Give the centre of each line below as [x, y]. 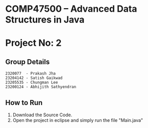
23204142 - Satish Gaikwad [34, 78]
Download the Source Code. [42, 115]
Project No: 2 [33, 43]
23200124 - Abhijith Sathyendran [41, 87]
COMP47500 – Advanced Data [71, 9]
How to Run [24, 103]
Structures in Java [45, 20]
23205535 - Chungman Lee [32, 83]
